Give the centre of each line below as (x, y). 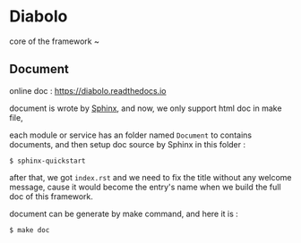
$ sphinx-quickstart (48, 161)
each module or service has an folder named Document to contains (131, 135)
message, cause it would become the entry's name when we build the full (145, 187)
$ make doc (30, 230)
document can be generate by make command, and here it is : (124, 214)
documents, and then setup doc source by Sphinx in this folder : (128, 144)
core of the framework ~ (55, 41)
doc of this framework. (52, 196)
